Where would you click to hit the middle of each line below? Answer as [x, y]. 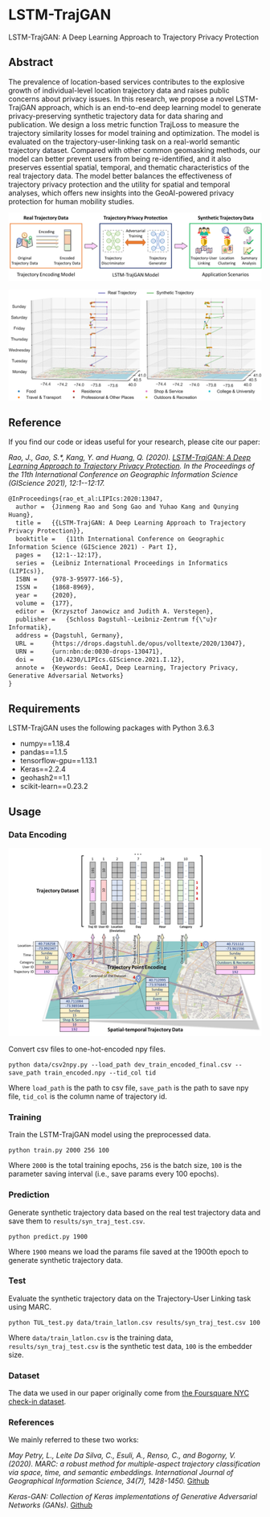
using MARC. [30, 1307]
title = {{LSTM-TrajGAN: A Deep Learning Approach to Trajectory [131, 523]
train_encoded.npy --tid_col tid [100, 1073]
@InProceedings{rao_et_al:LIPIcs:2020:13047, [86, 499]
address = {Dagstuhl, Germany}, [70, 636]
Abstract [31, 62]
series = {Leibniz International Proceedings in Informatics [122, 563]
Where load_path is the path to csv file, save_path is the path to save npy [129, 1087]
